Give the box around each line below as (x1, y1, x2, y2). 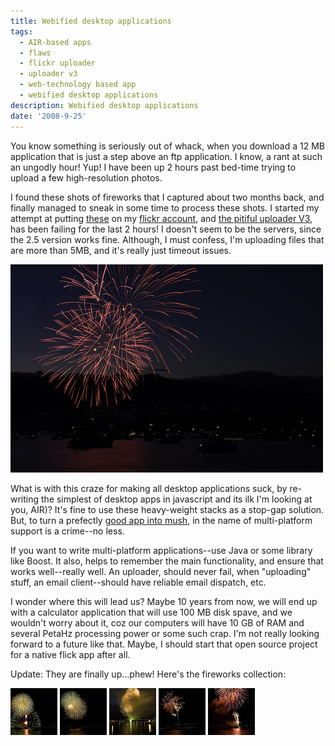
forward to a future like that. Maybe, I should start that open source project (10, 638, 318, 650)
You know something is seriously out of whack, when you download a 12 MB (10, 140, 325, 152)
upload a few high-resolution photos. (10, 171, 163, 184)
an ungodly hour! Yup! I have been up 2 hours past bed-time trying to (10, 161, 297, 173)
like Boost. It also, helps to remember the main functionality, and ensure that (10, 555, 324, 567)
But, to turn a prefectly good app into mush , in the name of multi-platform (10, 514, 313, 526)
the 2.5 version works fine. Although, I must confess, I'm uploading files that (10, 233, 325, 245)
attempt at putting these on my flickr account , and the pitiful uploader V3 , (10, 212, 313, 224)
